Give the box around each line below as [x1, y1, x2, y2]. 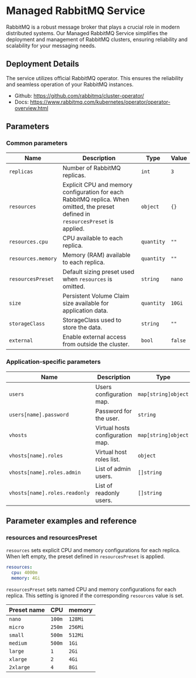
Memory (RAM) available [62, 251, 131, 259]
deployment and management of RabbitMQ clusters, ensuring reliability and [6, 36, 188, 43]
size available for [62, 300, 109, 308]
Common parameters [6, 139, 68, 147]
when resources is [62, 275, 113, 283]
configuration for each [62, 188, 124, 197]
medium [9, 640, 27, 647]
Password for [95, 407, 132, 415]
